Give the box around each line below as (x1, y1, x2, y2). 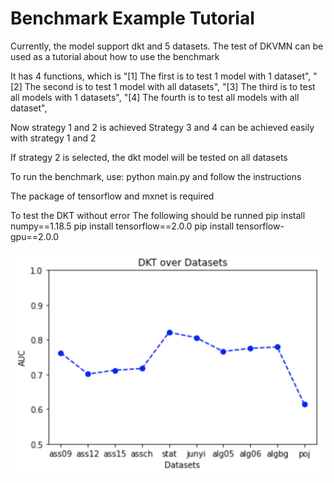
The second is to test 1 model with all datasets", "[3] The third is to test (24, 80, 316, 92)
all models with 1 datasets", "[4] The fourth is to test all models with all (10, 91, 300, 103)
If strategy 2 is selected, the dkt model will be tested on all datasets (10, 151, 288, 163)
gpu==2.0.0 (10, 230, 60, 242)
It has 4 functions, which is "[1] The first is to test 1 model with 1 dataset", (10, 70, 312, 82)
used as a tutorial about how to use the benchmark (10, 50, 220, 62)
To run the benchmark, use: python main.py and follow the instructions (10, 170, 302, 182)
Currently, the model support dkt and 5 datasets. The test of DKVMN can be (10, 40, 324, 52)
